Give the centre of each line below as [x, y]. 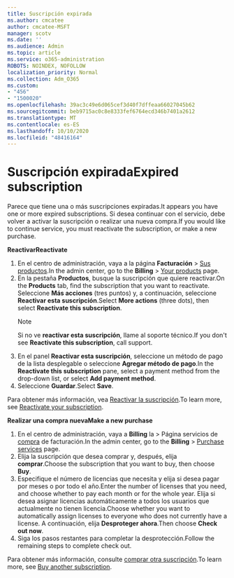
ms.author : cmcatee [36, 20]
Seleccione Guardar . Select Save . [65, 386]
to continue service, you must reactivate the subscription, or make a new [112, 229]
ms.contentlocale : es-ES [43, 124]
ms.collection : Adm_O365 [43, 79]
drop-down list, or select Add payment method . [87, 378]
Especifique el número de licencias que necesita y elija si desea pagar [118, 479]
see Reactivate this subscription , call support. [85, 343]
